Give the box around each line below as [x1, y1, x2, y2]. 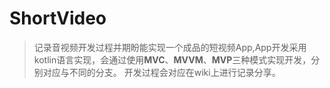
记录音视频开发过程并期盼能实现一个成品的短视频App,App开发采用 [33, 41, 307, 53]
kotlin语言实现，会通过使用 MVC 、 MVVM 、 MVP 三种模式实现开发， [33, 53, 312, 66]
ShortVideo [9, 7, 107, 30]
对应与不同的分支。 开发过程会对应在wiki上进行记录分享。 [42, 66, 281, 78]
